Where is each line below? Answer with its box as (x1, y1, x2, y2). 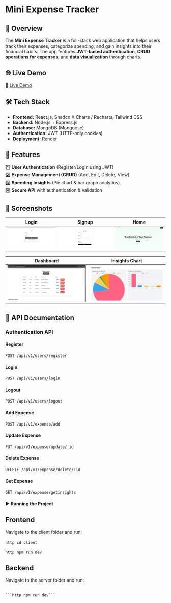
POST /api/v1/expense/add (5, 421, 60, 427)
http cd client (5, 540, 38, 545)
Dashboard (35, 257, 59, 264)
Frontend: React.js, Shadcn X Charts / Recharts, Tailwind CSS (12, 114, 143, 120)
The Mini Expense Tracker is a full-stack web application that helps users (5, 37, 160, 43)
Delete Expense (5, 455, 39, 461)
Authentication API (5, 328, 53, 336)
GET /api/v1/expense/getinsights (5, 490, 76, 495)
